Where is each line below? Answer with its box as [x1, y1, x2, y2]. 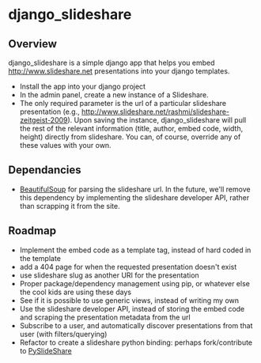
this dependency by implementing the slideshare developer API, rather [19, 192, 250, 202]
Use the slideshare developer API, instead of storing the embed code [19, 304, 245, 313]
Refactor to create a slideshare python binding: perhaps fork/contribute [19, 338, 253, 347]
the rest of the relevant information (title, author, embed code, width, [19, 124, 244, 133]
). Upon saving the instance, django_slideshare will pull [67, 115, 247, 124]
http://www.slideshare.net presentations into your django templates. [8, 66, 230, 76]
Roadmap [8, 224, 57, 238]
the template [19, 253, 62, 263]
